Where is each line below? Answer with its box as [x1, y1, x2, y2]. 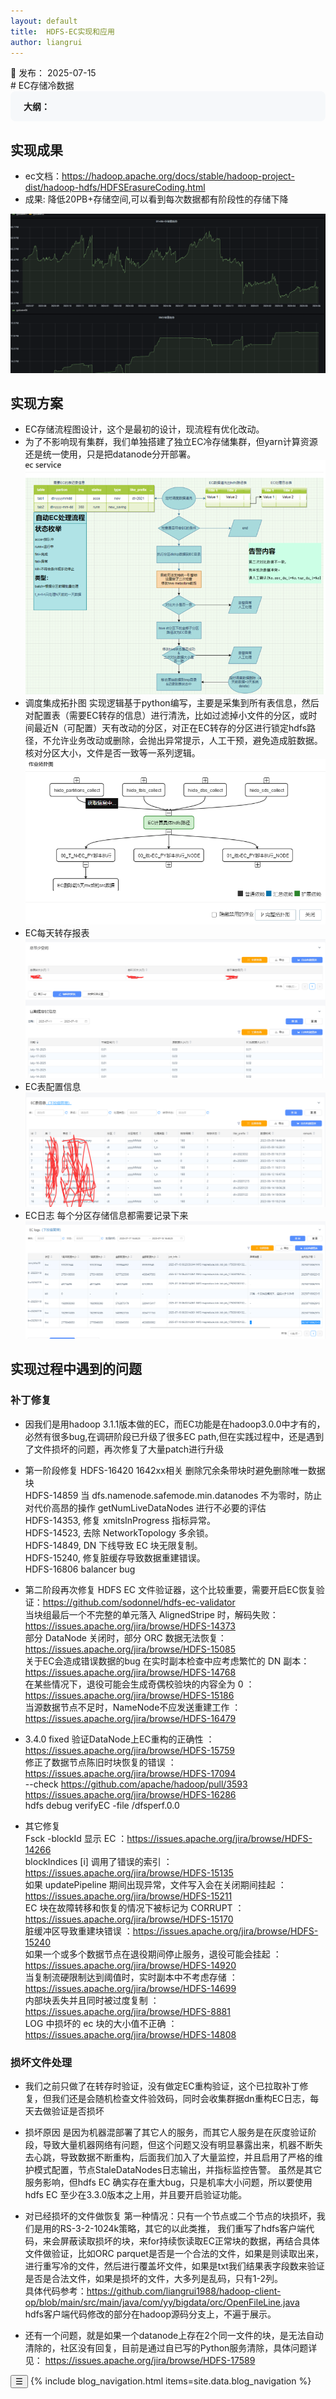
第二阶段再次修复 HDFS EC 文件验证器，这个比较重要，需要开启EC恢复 [24, 1583, 317, 1595]
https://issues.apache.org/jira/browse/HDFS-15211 [24, 1890, 233, 1902]
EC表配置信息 [24, 1081, 82, 1093]
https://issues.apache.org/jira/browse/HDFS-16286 [24, 1788, 237, 1800]
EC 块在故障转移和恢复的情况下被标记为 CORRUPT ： [24, 1901, 245, 1914]
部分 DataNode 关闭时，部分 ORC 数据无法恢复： [24, 1631, 227, 1644]
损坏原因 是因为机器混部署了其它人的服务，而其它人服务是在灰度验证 [24, 2126, 308, 2139]
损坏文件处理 [10, 2055, 73, 2069]
